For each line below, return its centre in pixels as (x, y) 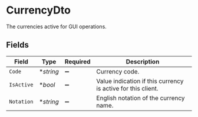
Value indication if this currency (140, 81)
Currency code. (118, 71)
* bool (47, 85)
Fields (18, 45)
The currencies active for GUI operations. (57, 26)
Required (77, 61)
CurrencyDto (38, 10)
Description (143, 61)
